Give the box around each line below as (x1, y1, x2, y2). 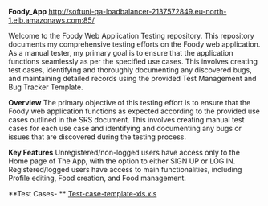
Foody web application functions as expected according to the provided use (8, 106, 261, 116)
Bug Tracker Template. (8, 82, 83, 92)
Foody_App (8, 7, 47, 16)
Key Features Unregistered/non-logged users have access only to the (8, 148, 241, 157)
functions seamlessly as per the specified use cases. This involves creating (8, 56, 258, 66)
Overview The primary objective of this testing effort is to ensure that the (8, 98, 251, 107)
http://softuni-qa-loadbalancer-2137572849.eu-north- (47, 7, 227, 16)
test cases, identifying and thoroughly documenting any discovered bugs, (8, 65, 252, 75)
